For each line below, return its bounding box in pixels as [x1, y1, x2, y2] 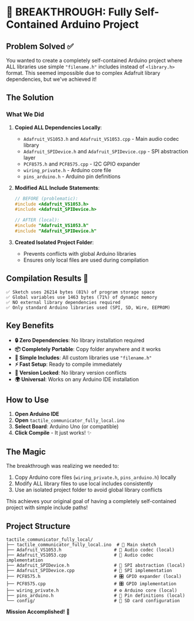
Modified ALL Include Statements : [14, 184, 100, 191]
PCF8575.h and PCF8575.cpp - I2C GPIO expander [23, 160, 141, 167]
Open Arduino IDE [14, 411, 60, 418]
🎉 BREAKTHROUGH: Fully [6, 5, 133, 19]
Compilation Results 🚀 [6, 273, 89, 283]
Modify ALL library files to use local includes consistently [14, 480, 153, 487]
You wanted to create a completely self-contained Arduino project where [6, 57, 183, 64]
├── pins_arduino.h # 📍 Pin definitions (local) [6, 593, 185, 599]
